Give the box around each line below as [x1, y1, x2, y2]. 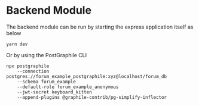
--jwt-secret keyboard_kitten [17, 89, 93, 95]
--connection [17, 68, 50, 74]
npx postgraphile [6, 63, 50, 69]
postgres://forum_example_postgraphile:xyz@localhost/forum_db [6, 73, 167, 79]
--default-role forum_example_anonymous [17, 84, 119, 90]
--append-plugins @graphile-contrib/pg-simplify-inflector [17, 94, 167, 100]
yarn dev [6, 41, 28, 47]
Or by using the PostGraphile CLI [6, 51, 87, 58]
